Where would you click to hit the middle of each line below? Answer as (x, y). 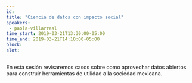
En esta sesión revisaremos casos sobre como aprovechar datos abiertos (96, 67)
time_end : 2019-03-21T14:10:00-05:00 (53, 39)
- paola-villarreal (33, 28)
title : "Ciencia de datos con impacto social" (65, 17)
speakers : (18, 23)
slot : (13, 50)
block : (14, 45)
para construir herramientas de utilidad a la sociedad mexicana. (84, 73)
